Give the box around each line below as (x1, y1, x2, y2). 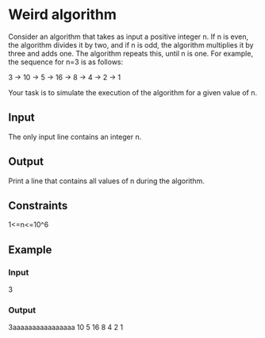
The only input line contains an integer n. (8, 132, 142, 141)
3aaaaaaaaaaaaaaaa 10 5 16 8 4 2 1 (8, 323, 124, 332)
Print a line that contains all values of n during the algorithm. (8, 176, 205, 186)
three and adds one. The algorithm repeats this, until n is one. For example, (8, 48, 254, 58)
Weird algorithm (8, 6, 117, 24)
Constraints (8, 198, 68, 212)
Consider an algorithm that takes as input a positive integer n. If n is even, (8, 32, 249, 41)
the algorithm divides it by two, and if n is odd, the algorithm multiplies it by (8, 40, 254, 49)
